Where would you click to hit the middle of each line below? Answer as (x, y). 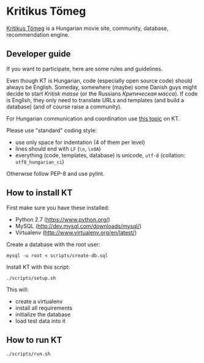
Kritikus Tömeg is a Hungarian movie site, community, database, (88, 28)
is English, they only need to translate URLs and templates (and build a (95, 100)
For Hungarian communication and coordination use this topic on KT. (93, 118)
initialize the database (43, 314)
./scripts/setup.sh (31, 278)
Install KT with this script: (38, 267)
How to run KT (34, 340)
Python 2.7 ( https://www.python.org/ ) (62, 219)
